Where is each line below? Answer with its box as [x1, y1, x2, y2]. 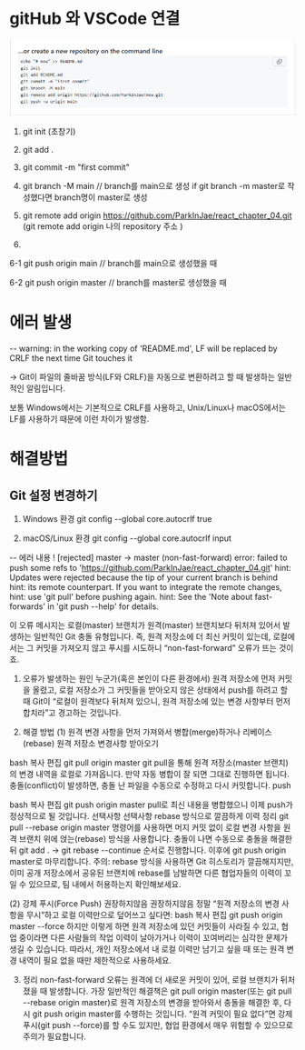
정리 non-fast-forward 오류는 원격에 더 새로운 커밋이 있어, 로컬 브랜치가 [22, 975, 279, 985]
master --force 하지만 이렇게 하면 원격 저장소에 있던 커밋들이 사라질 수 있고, [9, 921, 280, 932]
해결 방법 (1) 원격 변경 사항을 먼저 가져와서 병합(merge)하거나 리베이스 [22, 726, 272, 737]
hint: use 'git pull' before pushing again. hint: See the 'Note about [9, 592, 253, 603]
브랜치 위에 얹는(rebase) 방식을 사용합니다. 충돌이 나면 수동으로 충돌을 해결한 [18, 834, 293, 845]
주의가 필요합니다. [22, 1031, 86, 1042]
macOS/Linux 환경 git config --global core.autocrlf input [22, 533, 231, 544]
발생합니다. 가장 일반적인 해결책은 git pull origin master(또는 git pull [49, 985, 292, 996]
